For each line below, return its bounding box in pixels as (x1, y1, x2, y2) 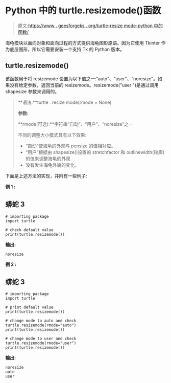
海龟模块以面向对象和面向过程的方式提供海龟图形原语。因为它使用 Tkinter (5, 39, 160, 46)
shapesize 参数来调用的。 (5, 88, 60, 95)
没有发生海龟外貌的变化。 (25, 162, 80, 168)
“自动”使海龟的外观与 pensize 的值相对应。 (25, 143, 116, 149)
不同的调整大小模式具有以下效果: (17, 131, 87, 138)
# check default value (5, 227, 54, 233)
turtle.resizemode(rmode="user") (5, 341, 77, 346)
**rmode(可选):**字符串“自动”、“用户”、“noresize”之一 (17, 121, 133, 127)
